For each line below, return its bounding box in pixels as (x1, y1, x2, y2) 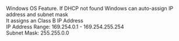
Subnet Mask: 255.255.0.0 (6, 29, 69, 36)
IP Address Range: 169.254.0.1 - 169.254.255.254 (6, 23, 124, 30)
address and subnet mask (6, 11, 68, 18)
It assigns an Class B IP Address (6, 17, 83, 24)
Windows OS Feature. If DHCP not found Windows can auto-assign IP (6, 5, 174, 12)
